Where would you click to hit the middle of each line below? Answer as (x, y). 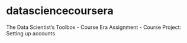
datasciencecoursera (60, 11)
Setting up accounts (30, 33)
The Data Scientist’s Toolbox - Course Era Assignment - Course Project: (94, 27)
